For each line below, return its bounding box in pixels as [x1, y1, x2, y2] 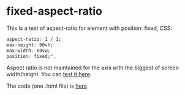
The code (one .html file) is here [6, 82, 88, 90]
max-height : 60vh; [6, 41, 53, 48]
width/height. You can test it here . [6, 71, 92, 78]
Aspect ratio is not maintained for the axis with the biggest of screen [6, 64, 179, 71]
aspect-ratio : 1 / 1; [6, 36, 62, 42]
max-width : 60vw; [6, 47, 51, 54]
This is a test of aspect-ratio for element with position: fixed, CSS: [6, 24, 173, 32]
